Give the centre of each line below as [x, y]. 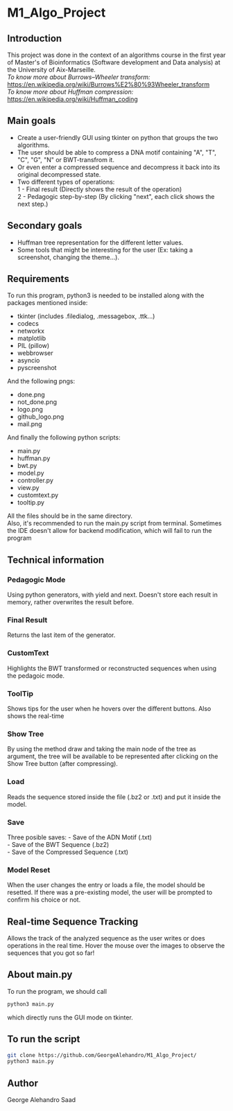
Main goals [32, 121]
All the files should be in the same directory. [70, 516]
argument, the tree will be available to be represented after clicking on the [113, 756]
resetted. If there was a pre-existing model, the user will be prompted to [110, 893]
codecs [28, 324]
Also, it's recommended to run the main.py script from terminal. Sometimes [114, 523]
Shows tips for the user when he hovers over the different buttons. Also [109, 709]
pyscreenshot [37, 368]
